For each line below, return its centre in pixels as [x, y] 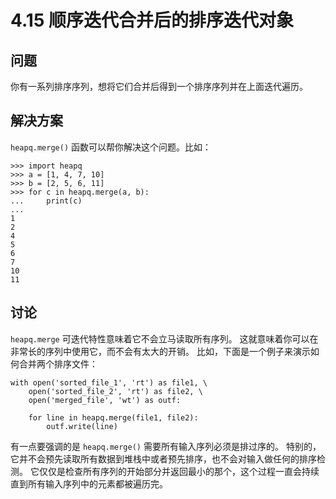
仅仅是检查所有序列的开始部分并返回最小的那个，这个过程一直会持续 [179, 471]
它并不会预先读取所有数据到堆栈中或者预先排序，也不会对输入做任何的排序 [163, 458]
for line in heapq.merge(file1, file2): [113, 417]
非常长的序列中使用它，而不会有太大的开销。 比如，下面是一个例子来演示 [160, 351]
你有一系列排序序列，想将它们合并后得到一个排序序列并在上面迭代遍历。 [159, 86]
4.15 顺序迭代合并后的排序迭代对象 [152, 20]
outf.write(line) [82, 426]
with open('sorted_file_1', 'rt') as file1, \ [109, 382]
